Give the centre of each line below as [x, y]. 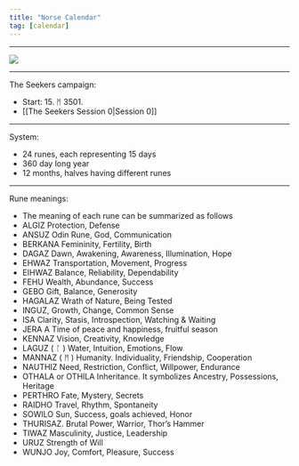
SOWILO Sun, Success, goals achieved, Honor [107, 414]
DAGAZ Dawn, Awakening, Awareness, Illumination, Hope [127, 253]
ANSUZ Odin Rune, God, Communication [97, 234]
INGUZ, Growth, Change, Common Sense [98, 310]
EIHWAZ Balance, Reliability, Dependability [101, 272]
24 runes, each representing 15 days [89, 154]
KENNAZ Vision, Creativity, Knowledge [93, 338]
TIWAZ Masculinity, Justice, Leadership [95, 433]
